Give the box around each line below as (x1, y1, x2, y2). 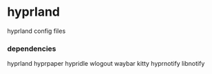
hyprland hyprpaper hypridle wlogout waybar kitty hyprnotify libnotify (7, 60, 205, 68)
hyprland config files (7, 27, 66, 35)
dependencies (7, 44, 56, 53)
